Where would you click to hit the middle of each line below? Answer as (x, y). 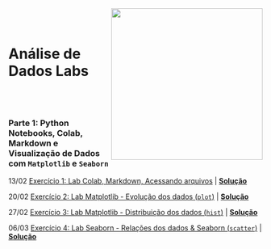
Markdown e (33, 143)
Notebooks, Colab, (46, 133)
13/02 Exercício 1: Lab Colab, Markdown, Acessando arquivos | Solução (128, 181)
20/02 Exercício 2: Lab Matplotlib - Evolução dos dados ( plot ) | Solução (129, 196)
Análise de (45, 54)
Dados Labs (49, 71)
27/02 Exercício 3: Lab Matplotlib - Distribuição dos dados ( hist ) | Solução (133, 213)
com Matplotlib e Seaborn (58, 163)
